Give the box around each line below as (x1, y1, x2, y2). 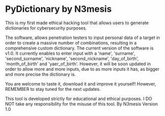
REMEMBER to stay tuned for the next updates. (5, 86, 101, 92)
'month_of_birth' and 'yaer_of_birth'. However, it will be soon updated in (5, 61, 151, 67)
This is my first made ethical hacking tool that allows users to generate (5, 20, 149, 26)
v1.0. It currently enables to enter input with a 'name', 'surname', (5, 50, 135, 56)
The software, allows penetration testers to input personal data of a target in (5, 35, 161, 40)
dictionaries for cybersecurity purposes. (5, 25, 87, 31)
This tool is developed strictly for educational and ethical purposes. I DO (5, 95, 152, 102)
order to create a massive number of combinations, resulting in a (5, 39, 137, 45)
